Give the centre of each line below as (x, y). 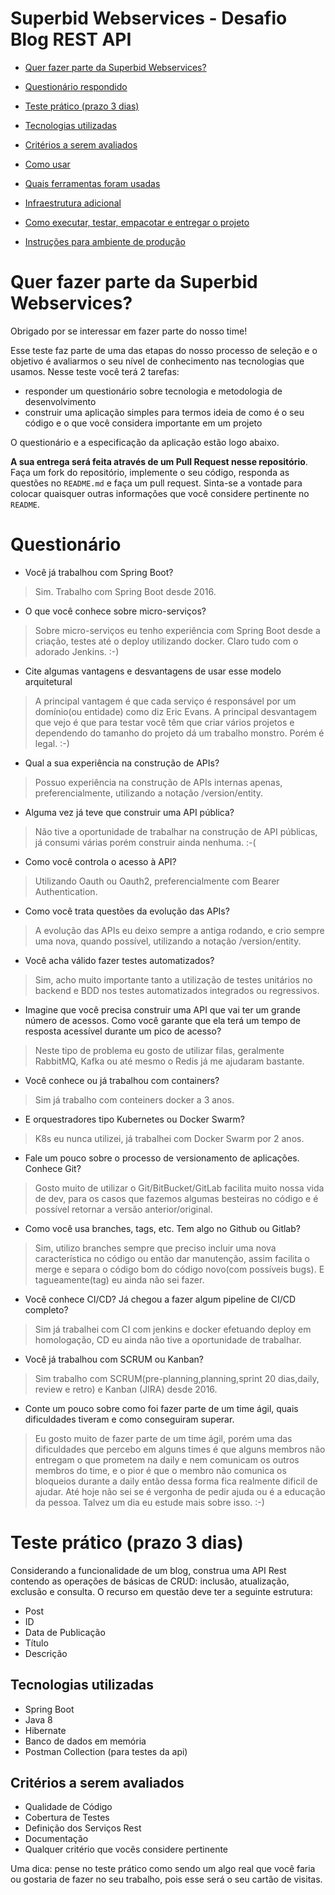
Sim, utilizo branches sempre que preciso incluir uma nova (155, 1248)
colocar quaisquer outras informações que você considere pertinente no (160, 493)
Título (36, 1643)
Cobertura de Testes (67, 1818)
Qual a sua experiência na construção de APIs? (122, 763)
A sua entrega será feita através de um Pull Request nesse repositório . (159, 461)
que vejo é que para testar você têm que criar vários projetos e (164, 722)
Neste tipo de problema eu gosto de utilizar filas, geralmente (159, 1050)
